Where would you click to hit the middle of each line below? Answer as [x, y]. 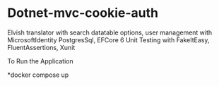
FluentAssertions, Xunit [41, 47]
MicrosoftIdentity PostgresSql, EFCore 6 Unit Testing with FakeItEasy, [108, 39]
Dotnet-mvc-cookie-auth [83, 13]
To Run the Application [40, 61]
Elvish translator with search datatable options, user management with [110, 32]
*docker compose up [38, 75]
